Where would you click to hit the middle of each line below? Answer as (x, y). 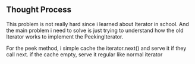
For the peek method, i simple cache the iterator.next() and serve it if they (96, 48)
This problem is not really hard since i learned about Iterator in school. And (97, 24)
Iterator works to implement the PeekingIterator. (65, 36)
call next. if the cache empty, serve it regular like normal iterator (84, 54)
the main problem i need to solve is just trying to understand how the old (95, 30)
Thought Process (39, 10)
